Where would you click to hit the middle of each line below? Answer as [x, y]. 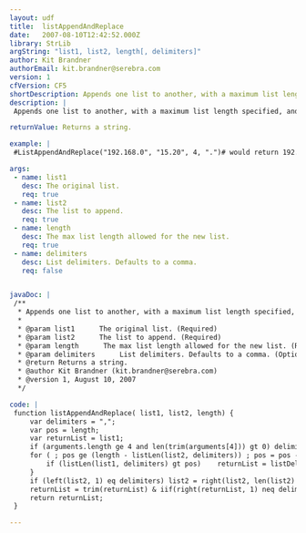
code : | [24, 405]
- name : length [42, 229]
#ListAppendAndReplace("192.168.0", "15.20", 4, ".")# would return [146, 153]
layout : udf [32, 18]
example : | [30, 144]
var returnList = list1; [77, 438]
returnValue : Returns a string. [71, 128]
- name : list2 [40, 203]
